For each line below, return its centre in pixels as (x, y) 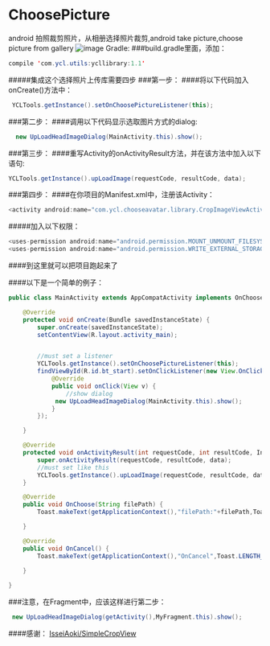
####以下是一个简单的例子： (56, 282)
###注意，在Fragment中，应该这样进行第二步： (87, 602)
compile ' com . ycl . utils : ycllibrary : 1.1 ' (77, 63)
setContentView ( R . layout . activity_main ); (108, 335)
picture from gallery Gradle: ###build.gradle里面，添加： (118, 48)
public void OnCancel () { (66, 549)
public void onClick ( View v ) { (104, 386)
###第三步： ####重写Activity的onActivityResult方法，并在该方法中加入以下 (135, 153)
